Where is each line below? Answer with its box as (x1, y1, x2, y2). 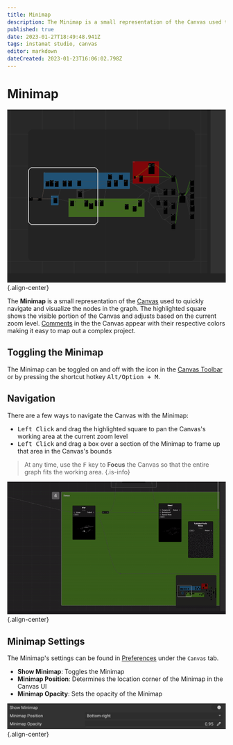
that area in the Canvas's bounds (17, 447, 112, 455)
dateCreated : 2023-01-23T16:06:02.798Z (7, 56, 123, 63)
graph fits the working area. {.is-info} (24, 467, 130, 476)
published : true (7, 26, 54, 33)
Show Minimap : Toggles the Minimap (17, 667, 125, 675)
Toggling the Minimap (7, 346, 104, 358)
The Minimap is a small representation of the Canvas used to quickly (7, 297, 205, 305)
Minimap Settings (7, 635, 85, 647)
